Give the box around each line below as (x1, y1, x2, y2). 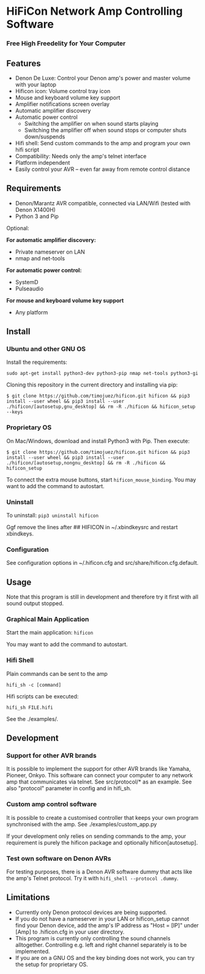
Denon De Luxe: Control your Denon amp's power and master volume (15, 74, 191, 81)
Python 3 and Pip (15, 213, 59, 220)
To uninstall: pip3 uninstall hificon (6, 512, 99, 519)
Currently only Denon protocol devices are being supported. (15, 908, 167, 916)
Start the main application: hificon (6, 629, 94, 636)
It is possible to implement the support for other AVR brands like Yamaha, (6, 765, 191, 772)
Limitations (6, 893, 50, 903)
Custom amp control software (6, 800, 97, 809)
